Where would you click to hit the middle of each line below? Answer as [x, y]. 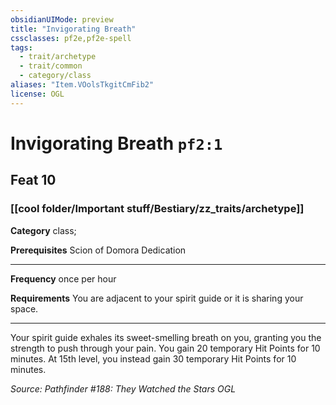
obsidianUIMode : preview [62, 19]
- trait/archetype [58, 57]
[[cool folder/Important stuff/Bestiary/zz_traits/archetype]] [157, 209]
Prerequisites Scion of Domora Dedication [98, 250]
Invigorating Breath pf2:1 [116, 143]
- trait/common [51, 66]
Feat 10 [33, 180]
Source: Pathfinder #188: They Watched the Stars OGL [123, 388]
